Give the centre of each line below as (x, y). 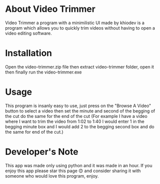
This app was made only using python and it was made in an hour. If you (79, 165)
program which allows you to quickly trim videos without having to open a (80, 28)
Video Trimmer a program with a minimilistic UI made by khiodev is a (75, 23)
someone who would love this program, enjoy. (52, 176)
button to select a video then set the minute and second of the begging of (80, 111)
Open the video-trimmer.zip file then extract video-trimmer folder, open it (80, 67)
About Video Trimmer (50, 9)
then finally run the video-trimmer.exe (43, 72)
